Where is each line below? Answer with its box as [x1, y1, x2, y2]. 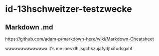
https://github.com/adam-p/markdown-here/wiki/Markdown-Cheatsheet [5, 36, 155, 42]
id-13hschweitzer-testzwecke [5, 3, 132, 15]
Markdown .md [5, 23, 53, 31]
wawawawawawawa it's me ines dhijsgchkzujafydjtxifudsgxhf [5, 46, 133, 51]
